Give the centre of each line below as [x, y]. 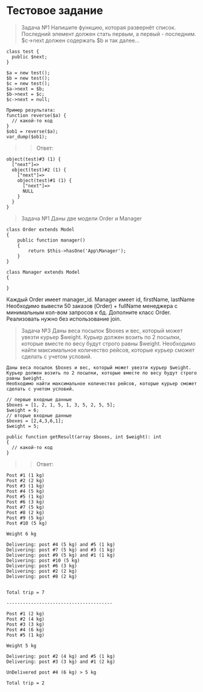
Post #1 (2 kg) [26, 613]
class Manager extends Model [43, 272]
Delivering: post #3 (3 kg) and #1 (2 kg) [61, 662]
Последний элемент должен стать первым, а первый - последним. [108, 33]
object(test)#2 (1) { [39, 170]
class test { [23, 51]
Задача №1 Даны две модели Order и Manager [81, 218]
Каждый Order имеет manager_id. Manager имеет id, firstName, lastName [101, 299]
